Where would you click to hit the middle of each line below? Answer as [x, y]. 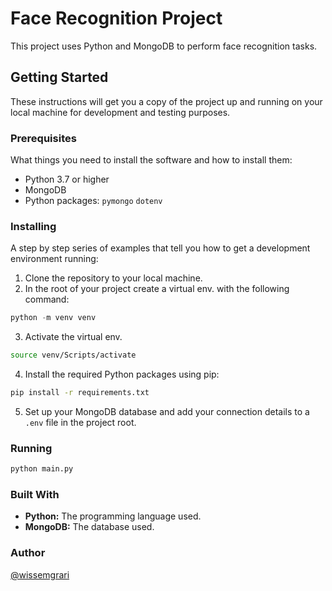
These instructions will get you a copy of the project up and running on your [166, 101]
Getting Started [59, 77]
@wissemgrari [40, 574]
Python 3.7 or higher [67, 179]
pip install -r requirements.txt [80, 393]
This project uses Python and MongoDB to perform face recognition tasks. [164, 46]
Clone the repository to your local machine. [113, 278]
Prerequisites [43, 138]
